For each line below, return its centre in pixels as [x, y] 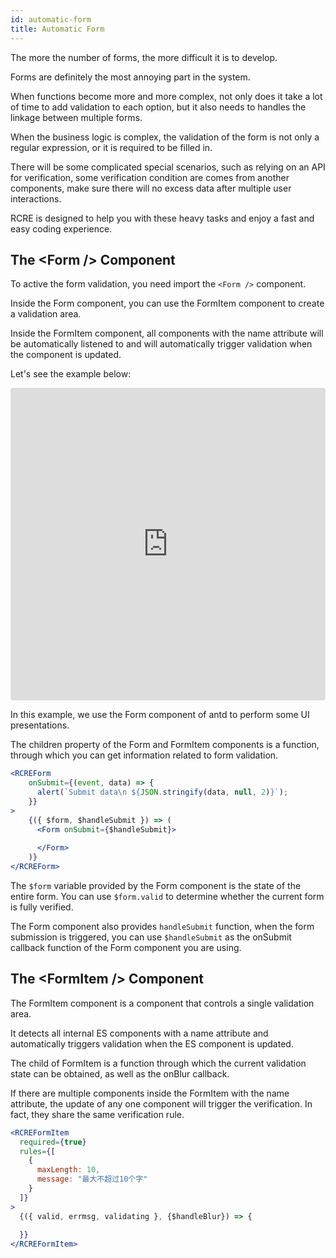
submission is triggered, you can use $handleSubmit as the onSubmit [151, 937]
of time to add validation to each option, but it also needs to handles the [158, 107]
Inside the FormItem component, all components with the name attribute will [167, 333]
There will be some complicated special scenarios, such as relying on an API [168, 167]
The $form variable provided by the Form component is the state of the [156, 885]
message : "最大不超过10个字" [92, 1179]
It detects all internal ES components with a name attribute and [139, 1033]
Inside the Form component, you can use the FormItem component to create [167, 303]
